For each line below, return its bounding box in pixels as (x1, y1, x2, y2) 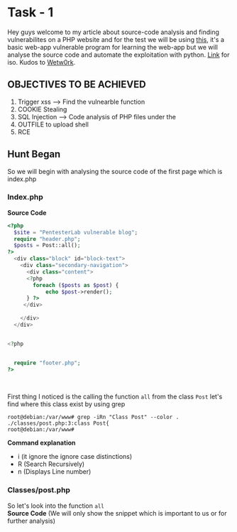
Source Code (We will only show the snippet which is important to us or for (7, 509, 227, 517)
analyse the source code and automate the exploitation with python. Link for (7, 50, 230, 59)
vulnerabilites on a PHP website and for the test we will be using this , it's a (7, 35, 225, 43)
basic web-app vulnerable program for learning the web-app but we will (7, 43, 219, 51)
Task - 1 (7, 4, 54, 21)
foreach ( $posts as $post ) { (33, 281, 119, 288)
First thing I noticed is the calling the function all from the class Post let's (7, 392, 223, 401)
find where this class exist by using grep (7, 400, 126, 408)
